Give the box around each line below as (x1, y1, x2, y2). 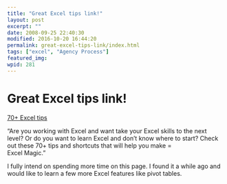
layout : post (7, 16, 45, 23)
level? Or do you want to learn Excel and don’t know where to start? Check (7, 134, 219, 142)
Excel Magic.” (7, 148, 46, 157)
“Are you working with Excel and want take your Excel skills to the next (7, 126, 208, 135)
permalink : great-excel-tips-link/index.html (7, 42, 140, 49)
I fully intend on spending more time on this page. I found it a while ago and (7, 162, 221, 170)
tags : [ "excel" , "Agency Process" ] (7, 49, 109, 56)
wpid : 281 (7, 61, 36, 68)
